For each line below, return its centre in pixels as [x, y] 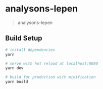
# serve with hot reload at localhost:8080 [52, 63]
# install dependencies [30, 50]
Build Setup [24, 38]
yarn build [17, 82]
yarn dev [14, 68]
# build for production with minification [50, 77]
